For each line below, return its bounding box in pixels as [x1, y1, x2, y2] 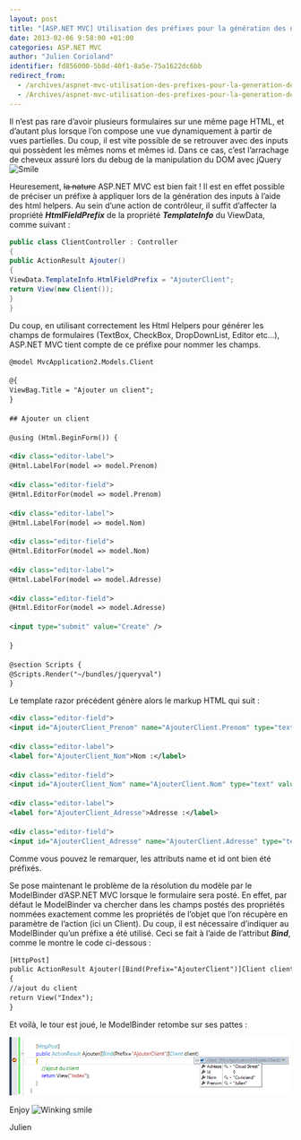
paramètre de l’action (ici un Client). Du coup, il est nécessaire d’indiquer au [9, 918, 289, 928]
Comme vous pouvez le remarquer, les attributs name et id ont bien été [9, 853, 271, 864]
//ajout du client [9, 984, 78, 993]
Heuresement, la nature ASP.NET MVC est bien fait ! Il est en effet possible [9, 180, 285, 192]
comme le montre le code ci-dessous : [9, 937, 152, 948]
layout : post [9, 14, 58, 23]
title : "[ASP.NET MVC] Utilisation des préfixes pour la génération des [9, 23, 287, 33]
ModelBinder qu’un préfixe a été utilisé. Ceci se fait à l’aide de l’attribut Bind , [9, 927, 291, 938]
